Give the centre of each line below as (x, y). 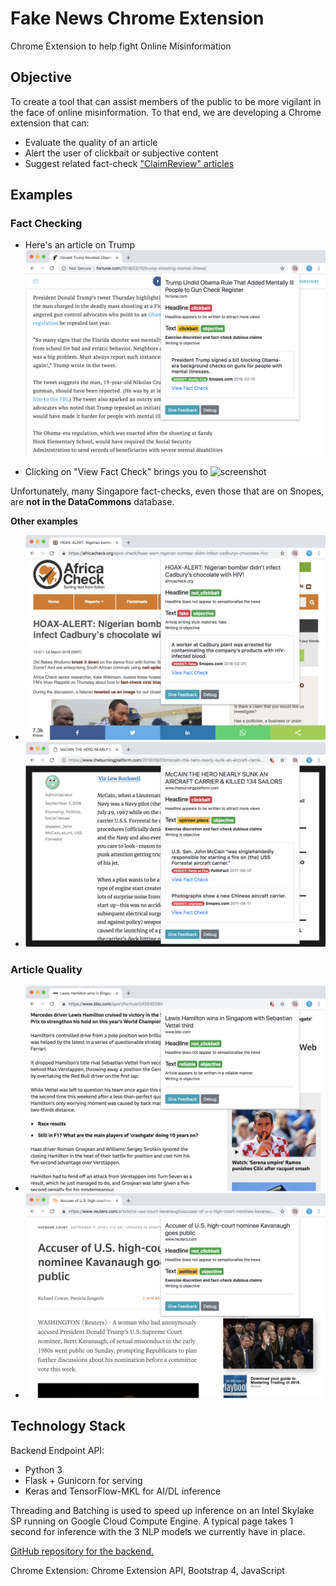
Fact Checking (46, 224)
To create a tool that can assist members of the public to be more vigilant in (166, 101)
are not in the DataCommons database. (92, 501)
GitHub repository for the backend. (82, 1551)
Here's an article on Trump (79, 245)
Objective (41, 77)
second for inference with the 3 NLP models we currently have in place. (158, 1531)
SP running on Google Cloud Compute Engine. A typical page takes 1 (152, 1521)
